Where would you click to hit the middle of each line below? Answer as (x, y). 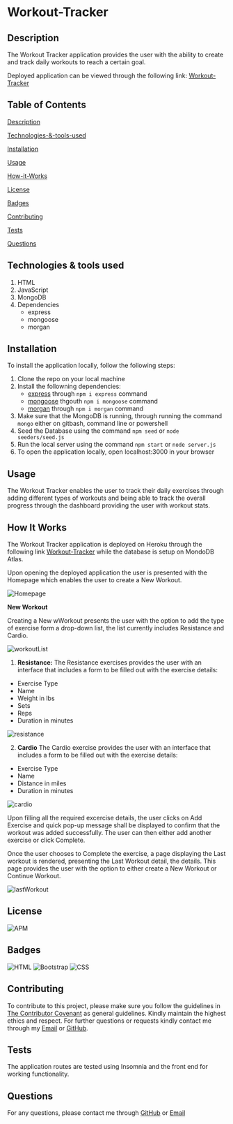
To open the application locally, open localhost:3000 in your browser (115, 452)
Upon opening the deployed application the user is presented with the (107, 572)
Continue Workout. (34, 876)
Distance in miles (42, 783)
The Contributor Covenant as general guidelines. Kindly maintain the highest (116, 1013)
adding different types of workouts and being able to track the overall (107, 498)
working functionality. (38, 1074)
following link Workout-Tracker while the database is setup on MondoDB (111, 552)
